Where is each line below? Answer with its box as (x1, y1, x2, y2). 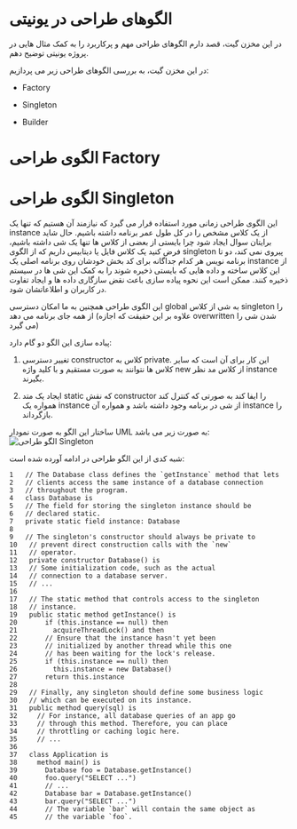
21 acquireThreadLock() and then (9, 626, 165, 635)
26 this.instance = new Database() (9, 665, 173, 674)
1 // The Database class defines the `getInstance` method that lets (9, 471, 279, 480)
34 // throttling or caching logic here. (9, 727, 180, 737)
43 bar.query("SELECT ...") (9, 797, 137, 806)
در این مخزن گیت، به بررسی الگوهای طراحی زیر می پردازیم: (9, 65, 209, 76)
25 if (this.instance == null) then (9, 658, 168, 666)
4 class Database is (9, 494, 93, 503)
